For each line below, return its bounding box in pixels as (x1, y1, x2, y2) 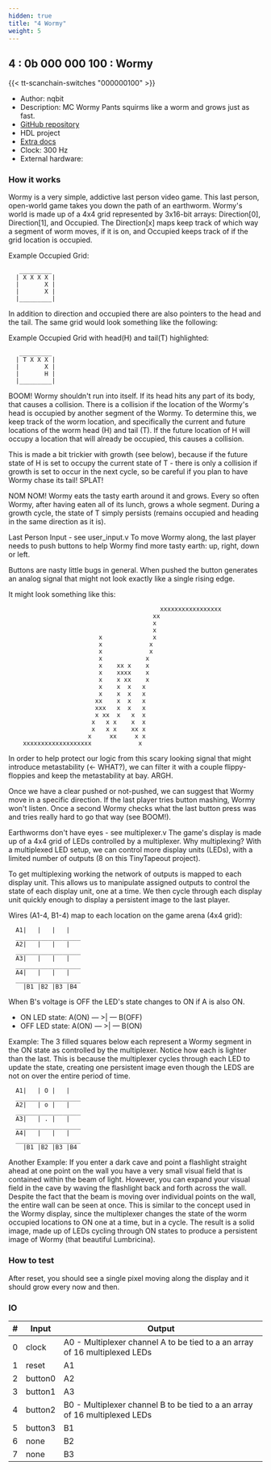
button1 (25, 1386, 56, 1397)
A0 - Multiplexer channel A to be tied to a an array (63, 1337, 254, 1348)
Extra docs (19, 136, 56, 146)
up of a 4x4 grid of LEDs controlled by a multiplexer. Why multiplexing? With (8, 837, 262, 846)
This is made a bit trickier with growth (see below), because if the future (8, 450, 248, 460)
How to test (8, 1255, 55, 1266)
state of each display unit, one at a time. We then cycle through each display (8, 886, 262, 897)
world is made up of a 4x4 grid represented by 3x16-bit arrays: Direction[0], (8, 209, 261, 219)
